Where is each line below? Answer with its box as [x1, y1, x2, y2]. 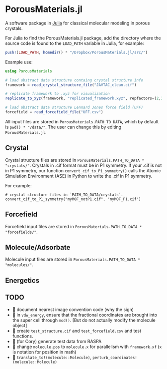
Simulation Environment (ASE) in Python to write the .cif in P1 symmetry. [5, 173, 153, 179]
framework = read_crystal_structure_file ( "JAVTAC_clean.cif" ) [5, 82, 137, 87]
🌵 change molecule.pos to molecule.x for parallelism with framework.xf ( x [12, 344, 162, 350]
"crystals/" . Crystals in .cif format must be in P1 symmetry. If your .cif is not [5, 162, 162, 168]
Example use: [5, 59, 33, 65]
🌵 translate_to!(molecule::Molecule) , [12, 354, 92, 360]
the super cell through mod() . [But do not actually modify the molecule [12, 317, 156, 323]
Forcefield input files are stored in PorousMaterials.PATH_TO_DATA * [5, 223, 142, 229]
